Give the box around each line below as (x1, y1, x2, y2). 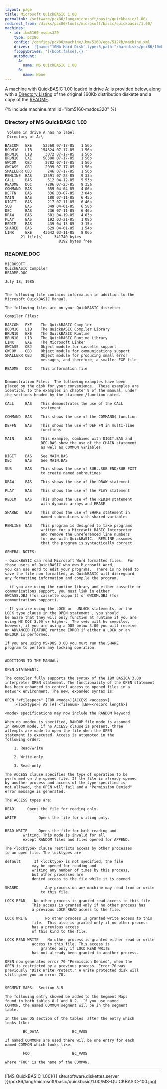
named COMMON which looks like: (5, 1042, 72, 1047)
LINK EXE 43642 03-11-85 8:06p (5, 230, 92, 235)
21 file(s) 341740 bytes (20, 235, 81, 240)
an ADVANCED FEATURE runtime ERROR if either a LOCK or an (5, 628, 130, 633)
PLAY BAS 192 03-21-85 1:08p (5, 217, 92, 222)
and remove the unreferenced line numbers (40, 532, 130, 537)
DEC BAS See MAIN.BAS (5, 458, 68, 463)
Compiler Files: (5, 314, 39, 319)
